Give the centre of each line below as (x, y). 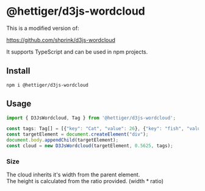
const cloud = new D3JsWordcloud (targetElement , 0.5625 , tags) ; (90, 146)
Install (18, 71)
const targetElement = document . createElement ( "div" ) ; (77, 135)
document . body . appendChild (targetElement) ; (63, 140)
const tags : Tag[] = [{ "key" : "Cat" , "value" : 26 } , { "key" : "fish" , (95, 129)
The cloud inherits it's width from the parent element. (73, 175)
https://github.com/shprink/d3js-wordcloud (61, 40)
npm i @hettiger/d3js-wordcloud (47, 85)
